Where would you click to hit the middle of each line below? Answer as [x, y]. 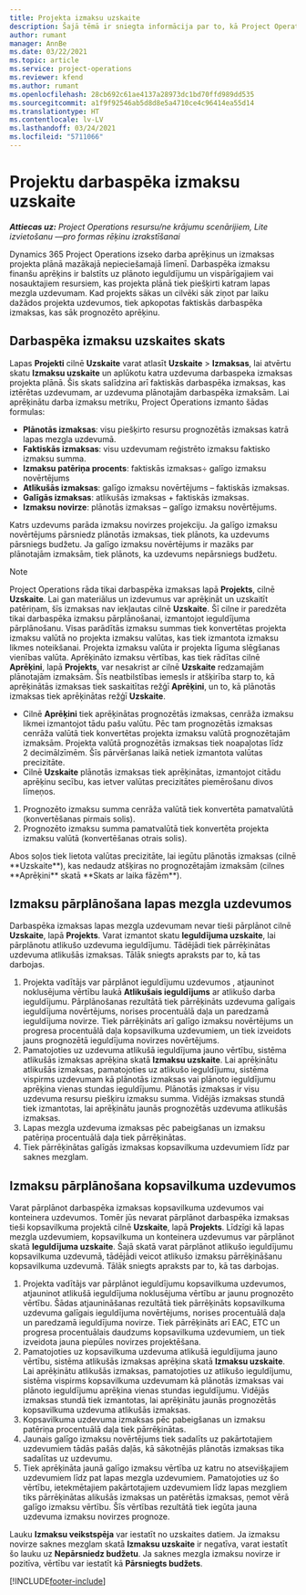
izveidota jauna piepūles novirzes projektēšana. [112, 1342]
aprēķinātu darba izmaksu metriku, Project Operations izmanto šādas [139, 402]
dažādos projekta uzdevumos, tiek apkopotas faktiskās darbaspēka [136, 302]
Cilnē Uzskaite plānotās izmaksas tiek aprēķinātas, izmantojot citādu [152, 772]
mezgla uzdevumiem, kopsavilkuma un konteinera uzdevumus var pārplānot [152, 1237]
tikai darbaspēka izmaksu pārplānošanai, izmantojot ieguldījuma [130, 618]
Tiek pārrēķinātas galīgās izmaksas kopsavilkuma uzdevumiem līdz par [156, 1147]
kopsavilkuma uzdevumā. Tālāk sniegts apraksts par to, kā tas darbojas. [144, 1266]
